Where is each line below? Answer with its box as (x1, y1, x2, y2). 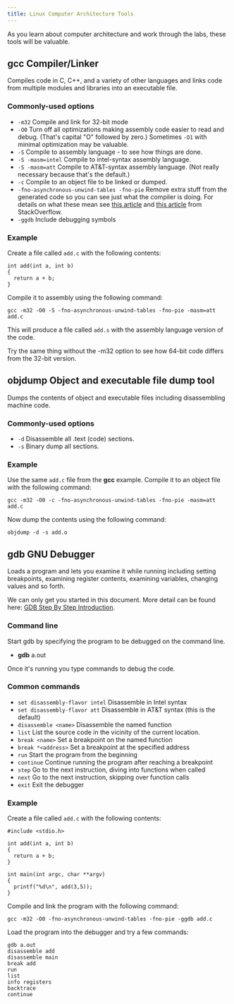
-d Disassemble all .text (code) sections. (17, 435, 135, 443)
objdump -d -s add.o (7, 529, 68, 537)
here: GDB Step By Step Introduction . (7, 603, 116, 611)
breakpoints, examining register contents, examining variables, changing (7, 575, 218, 583)
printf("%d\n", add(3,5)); (13, 883, 93, 890)
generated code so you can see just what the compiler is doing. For (17, 192, 214, 201)
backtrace (7, 985, 37, 992)
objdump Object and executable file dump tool (7, 375, 215, 387)
